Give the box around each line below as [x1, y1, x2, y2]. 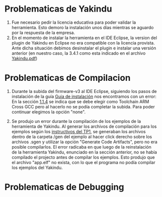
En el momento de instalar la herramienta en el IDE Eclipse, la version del [11, 35, 157, 41]
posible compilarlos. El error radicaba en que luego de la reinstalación [11, 144, 151, 150]
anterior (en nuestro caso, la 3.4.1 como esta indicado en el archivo [11, 50, 146, 56]
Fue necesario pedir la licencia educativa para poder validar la [11, 19, 136, 25]
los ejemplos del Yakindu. [11, 165, 63, 170]
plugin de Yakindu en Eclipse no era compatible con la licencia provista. [11, 40, 155, 45]
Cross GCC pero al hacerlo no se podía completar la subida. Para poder [11, 104, 155, 109]
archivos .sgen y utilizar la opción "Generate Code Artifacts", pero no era [11, 139, 158, 145]
